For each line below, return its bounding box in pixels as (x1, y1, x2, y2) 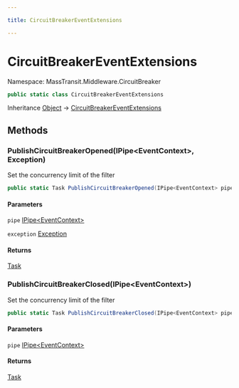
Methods (7, 124, 48, 136)
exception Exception (7, 229, 68, 238)
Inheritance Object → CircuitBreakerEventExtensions (7, 104, 162, 112)
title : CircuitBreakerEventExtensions (7, 16, 122, 23)
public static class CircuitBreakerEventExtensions (7, 90, 164, 98)
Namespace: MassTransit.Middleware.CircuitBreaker (7, 77, 161, 85)
